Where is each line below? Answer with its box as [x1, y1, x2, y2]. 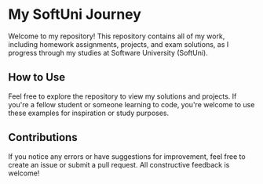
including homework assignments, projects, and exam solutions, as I [8, 39, 229, 49]
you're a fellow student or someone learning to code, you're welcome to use [8, 99, 255, 109]
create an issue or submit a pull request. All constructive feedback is [8, 160, 230, 169]
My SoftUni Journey [8, 5, 141, 23]
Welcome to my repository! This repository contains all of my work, [8, 31, 225, 41]
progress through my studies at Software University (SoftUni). [8, 48, 208, 57]
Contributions [8, 131, 78, 144]
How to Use [8, 70, 66, 84]
